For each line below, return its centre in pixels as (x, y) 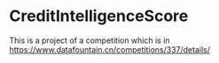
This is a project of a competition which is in (90, 40)
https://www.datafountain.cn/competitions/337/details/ (110, 49)
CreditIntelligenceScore (99, 16)
